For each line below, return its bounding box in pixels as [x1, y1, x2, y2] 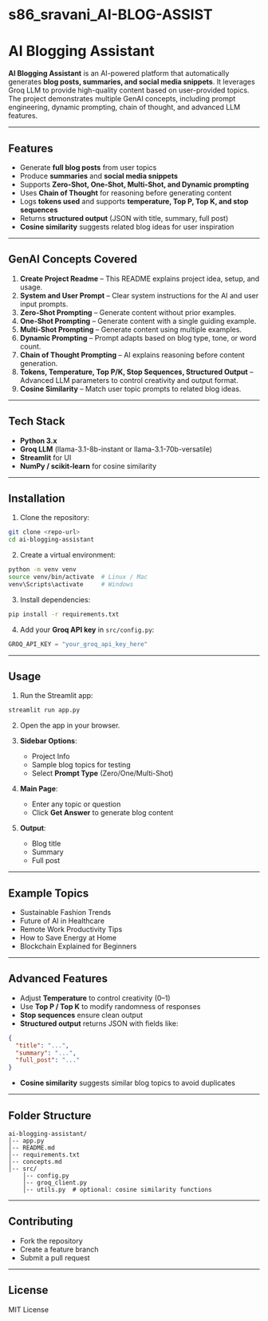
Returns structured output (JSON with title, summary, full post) [19, 213, 229, 223]
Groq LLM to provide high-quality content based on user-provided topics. [8, 85, 250, 95]
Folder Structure [8, 1109, 92, 1122]
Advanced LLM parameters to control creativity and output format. [19, 375, 238, 384]
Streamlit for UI [19, 452, 72, 462]
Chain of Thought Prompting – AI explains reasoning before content [19, 349, 245, 360]
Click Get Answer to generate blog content [31, 808, 174, 818]
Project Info [31, 751, 70, 761]
